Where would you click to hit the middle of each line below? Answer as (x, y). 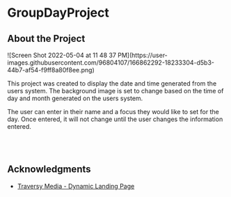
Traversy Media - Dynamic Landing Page (76, 186)
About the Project (46, 39)
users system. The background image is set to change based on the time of (115, 91)
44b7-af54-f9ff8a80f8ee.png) (51, 70)
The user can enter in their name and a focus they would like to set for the (113, 112)
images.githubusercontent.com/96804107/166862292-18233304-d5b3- (111, 63)
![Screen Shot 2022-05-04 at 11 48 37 (62, 55)
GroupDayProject (58, 13)
